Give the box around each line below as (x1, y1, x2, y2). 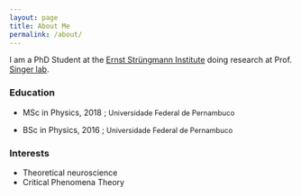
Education (9, 86, 56, 99)
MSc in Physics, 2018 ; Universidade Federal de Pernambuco (22, 107, 235, 118)
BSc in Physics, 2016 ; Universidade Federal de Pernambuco (22, 124, 233, 135)
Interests (9, 147, 50, 159)
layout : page (9, 13, 59, 22)
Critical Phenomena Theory (22, 176, 124, 187)
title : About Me (9, 22, 70, 31)
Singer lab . (9, 64, 50, 75)
